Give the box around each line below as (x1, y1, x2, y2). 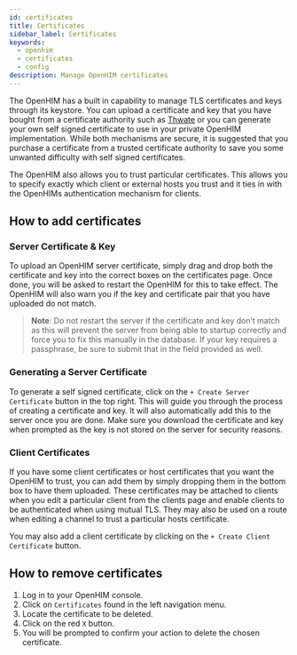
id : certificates (9, 12, 74, 22)
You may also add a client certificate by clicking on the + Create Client (9, 531, 270, 542)
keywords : (9, 37, 46, 47)
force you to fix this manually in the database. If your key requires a (30, 334, 277, 345)
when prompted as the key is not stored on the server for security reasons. (9, 424, 284, 435)
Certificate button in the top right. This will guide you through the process (9, 395, 284, 406)
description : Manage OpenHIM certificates (9, 71, 168, 80)
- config (17, 63, 50, 72)
